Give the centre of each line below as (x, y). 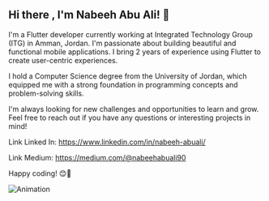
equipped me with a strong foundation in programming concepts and (123, 84)
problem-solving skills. (46, 93)
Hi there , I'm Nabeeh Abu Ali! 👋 (89, 15)
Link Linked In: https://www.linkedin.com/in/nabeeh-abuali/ (107, 142)
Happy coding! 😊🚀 (40, 173)
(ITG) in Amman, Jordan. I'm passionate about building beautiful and (122, 43)
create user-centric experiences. (63, 60)
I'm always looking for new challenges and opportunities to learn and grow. (134, 109)
